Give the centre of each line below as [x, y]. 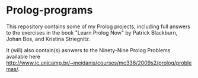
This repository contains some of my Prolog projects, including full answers [98, 26]
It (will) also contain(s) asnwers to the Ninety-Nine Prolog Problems [88, 50]
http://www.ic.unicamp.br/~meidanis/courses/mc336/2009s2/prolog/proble [99, 63]
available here [23, 56]
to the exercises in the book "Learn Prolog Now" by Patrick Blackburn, [92, 32]
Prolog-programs [49, 10]
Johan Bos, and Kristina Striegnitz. [48, 39]
